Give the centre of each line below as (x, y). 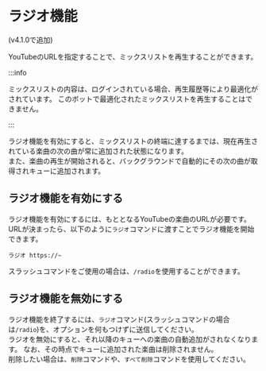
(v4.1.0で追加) (31, 40)
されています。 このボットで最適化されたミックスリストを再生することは (127, 99)
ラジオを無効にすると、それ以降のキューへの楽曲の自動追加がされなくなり (130, 339)
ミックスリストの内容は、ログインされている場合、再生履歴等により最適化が (133, 89)
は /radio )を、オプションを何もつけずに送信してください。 (103, 329)
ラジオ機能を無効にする (66, 299)
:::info (17, 72)
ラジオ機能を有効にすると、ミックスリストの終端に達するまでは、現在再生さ (133, 141)
